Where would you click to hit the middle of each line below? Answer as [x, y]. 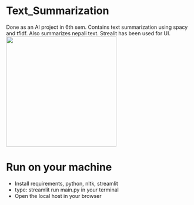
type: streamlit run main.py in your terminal [66, 190]
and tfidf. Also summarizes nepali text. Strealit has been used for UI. [88, 33]
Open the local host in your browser [58, 196]
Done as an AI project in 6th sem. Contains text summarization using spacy [97, 27]
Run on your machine [59, 167]
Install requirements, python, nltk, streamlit [66, 183]
